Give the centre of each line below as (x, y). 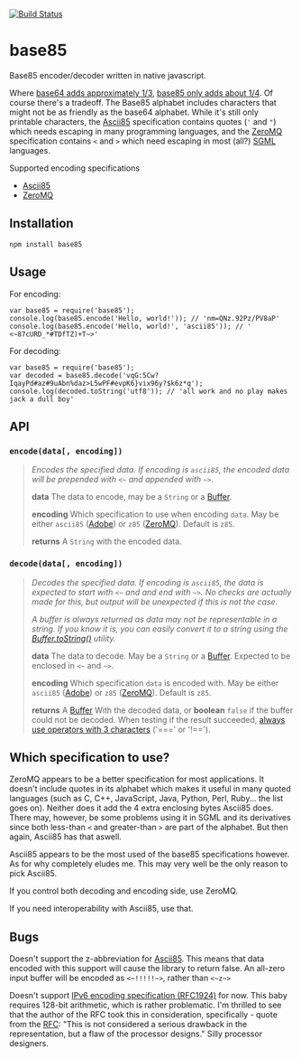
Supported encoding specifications (75, 168)
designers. (29, 1044)
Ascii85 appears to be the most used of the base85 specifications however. (150, 855)
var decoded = (36, 375)
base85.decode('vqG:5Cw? (113, 375)
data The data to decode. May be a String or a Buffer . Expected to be (161, 656)
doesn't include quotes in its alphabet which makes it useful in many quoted (150, 789)
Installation (41, 224)
